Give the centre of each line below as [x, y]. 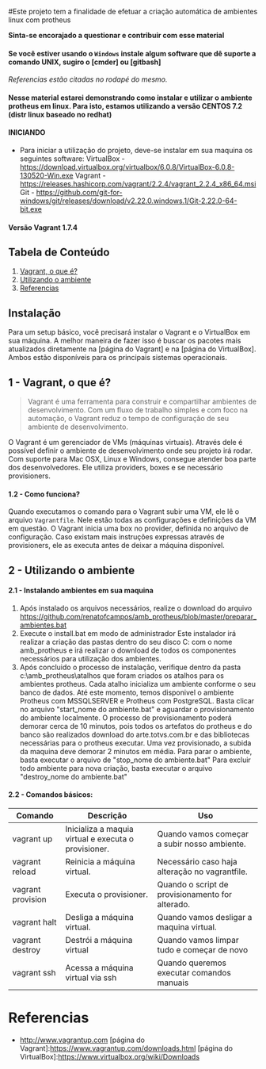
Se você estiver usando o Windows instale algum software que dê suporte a [132, 53]
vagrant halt [34, 922]
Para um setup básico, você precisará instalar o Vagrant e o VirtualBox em [129, 332]
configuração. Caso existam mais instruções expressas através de [116, 537]
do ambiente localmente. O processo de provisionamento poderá [125, 718]
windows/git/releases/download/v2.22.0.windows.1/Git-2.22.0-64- [128, 201]
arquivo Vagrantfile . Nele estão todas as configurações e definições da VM [132, 520]
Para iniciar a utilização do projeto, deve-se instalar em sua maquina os [136, 150]
